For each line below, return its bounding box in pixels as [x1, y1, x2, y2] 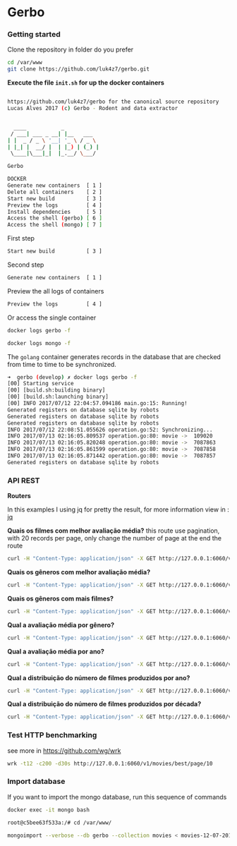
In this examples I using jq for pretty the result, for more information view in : [7, 505, 229, 514]
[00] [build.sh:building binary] [7, 387, 106, 394]
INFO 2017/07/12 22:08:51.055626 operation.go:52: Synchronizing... [7, 426, 213, 433]
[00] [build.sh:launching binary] [7, 393, 109, 401]
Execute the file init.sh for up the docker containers [7, 78, 164, 87]
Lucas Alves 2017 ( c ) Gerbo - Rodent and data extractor [7, 105, 178, 112]
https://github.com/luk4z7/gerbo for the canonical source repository [7, 98, 219, 106]
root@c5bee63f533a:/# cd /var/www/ [7, 819, 112, 826]
